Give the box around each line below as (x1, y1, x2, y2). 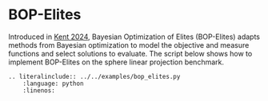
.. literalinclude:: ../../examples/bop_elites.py (8, 72, 181, 80)
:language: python (22, 80, 84, 87)
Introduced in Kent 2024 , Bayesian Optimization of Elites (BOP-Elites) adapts (8, 32, 261, 41)
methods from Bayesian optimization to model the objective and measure (8, 40, 250, 49)
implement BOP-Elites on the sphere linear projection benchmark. (8, 57, 224, 67)
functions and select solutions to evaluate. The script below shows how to (8, 49, 253, 58)
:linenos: (22, 86, 56, 95)
